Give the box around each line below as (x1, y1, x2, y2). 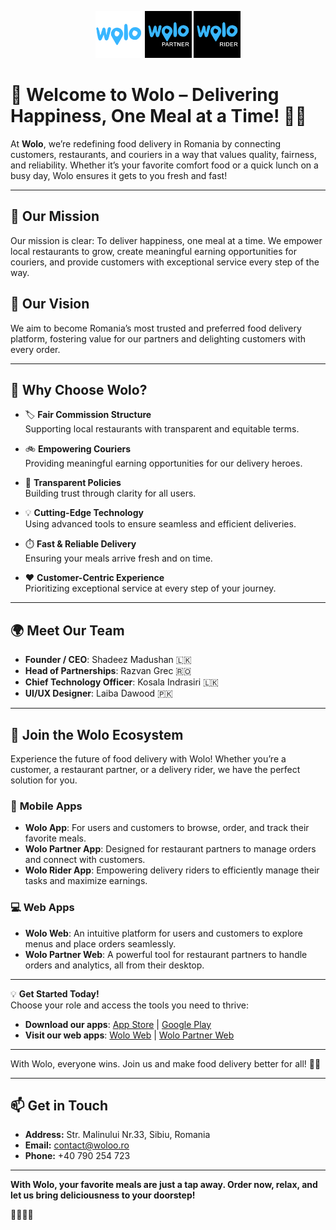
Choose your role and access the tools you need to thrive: (10, 999, 250, 1011)
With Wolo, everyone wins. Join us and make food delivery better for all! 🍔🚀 (10, 1057, 322, 1070)
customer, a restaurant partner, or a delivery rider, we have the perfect (10, 764, 301, 775)
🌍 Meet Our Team (10, 622, 125, 639)
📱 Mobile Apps (10, 799, 83, 813)
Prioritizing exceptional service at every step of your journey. (24, 582, 277, 595)
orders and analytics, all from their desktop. (24, 959, 205, 971)
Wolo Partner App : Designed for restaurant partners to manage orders (24, 843, 317, 855)
